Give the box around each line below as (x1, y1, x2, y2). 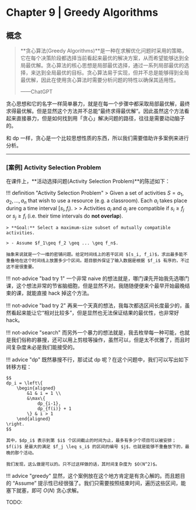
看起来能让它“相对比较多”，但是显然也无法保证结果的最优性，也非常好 (10, 309, 180, 316)
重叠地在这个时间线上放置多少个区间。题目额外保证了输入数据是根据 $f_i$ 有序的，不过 (6, 258, 190, 264)
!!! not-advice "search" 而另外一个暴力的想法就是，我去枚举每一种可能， (6, 329, 180, 336)
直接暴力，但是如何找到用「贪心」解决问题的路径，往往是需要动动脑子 (16, 115, 185, 122)
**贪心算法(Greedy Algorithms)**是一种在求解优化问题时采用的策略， (20, 47, 187, 54)
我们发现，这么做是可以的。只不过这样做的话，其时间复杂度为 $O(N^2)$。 (6, 461, 160, 467)
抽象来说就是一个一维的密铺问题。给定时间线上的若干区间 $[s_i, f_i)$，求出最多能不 (6, 251, 188, 257)
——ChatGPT (20, 88, 53, 95)
